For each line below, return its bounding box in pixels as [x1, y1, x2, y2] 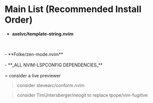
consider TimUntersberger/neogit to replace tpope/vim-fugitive [17, 92, 148, 98]
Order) [5, 14, 33, 26]
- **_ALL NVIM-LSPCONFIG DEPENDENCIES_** [5, 62, 103, 68]
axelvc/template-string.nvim [12, 31, 74, 37]
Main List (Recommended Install [5, 4, 141, 15]
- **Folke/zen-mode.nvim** [5, 51, 63, 57]
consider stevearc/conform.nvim [17, 82, 85, 88]
